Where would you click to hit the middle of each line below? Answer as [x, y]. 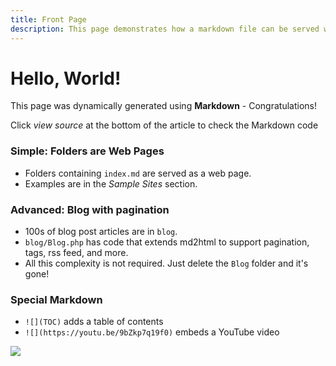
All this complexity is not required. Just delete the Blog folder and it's [166, 263]
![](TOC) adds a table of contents [94, 322]
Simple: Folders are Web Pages [87, 151]
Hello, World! [66, 78]
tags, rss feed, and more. [76, 253]
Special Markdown [56, 299]
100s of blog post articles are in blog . [101, 232]
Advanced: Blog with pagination [90, 209]
